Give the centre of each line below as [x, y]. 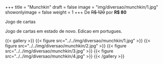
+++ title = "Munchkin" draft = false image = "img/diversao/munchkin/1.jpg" [81, 7]
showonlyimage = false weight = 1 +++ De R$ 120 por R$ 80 [66, 12]
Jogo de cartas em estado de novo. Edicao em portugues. [64, 31]
